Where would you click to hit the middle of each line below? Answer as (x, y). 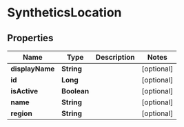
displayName (33, 69)
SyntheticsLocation (64, 13)
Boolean (75, 91)
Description (115, 57)
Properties (30, 38)
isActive (24, 91)
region (21, 113)
